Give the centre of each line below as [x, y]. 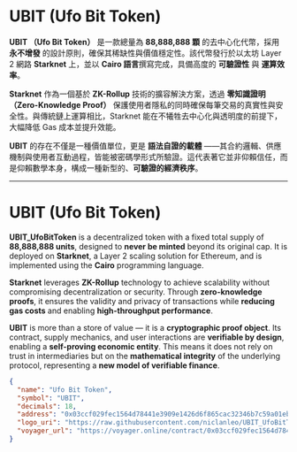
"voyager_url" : [45, 431]
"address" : [37, 414]
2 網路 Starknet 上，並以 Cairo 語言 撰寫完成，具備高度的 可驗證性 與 [134, 64]
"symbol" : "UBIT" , [51, 398]
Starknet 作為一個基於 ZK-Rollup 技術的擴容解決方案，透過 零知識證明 [138, 94]
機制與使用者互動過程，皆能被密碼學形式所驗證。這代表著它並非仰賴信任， [145, 157]
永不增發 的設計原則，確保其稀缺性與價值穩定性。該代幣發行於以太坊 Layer [145, 53]
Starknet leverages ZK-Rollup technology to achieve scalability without [140, 282]
